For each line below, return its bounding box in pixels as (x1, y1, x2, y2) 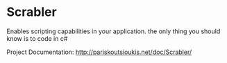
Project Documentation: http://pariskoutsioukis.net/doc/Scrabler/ (6, 48, 192, 56)
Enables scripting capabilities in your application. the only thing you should (6, 27, 221, 35)
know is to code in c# (6, 34, 68, 42)
